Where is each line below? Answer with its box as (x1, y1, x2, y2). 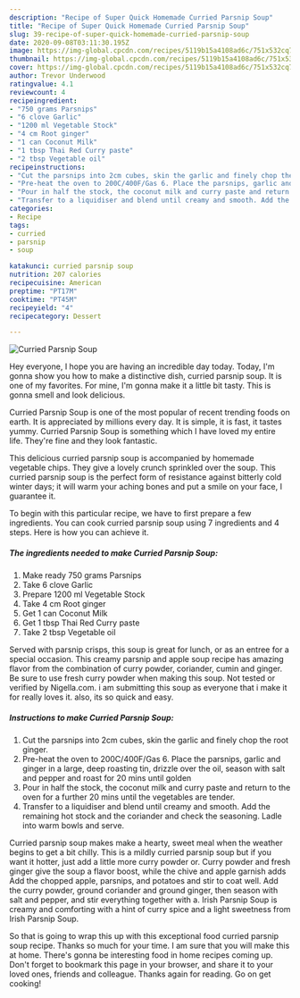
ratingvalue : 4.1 (9, 80, 74, 88)
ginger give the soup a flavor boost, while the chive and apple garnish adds (9, 866, 287, 876)
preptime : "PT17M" (9, 287, 78, 296)
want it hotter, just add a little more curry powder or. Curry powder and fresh (9, 857, 291, 868)
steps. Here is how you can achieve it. (9, 527, 149, 538)
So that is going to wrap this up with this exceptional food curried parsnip (9, 931, 279, 942)
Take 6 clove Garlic (21, 580, 94, 591)
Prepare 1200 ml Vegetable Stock (21, 589, 146, 600)
